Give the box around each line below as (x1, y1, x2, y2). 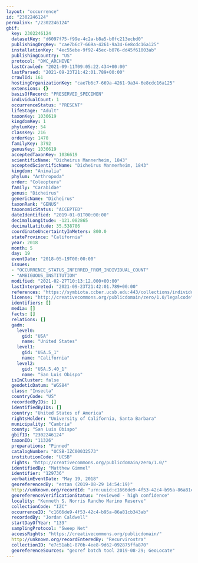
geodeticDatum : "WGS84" (11, 383, 70, 389)
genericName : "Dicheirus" (11, 196, 75, 202)
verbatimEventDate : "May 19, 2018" (11, 476, 99, 482)
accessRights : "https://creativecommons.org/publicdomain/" (11, 531, 162, 537)
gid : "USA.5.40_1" (21, 366, 67, 372)
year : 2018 (11, 240, 38, 245)
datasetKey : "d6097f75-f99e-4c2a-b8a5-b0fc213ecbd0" (11, 36, 144, 42)
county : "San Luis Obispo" (11, 426, 78, 432)
